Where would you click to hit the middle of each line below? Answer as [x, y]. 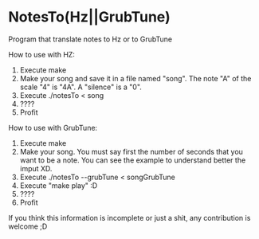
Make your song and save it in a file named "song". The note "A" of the [135, 78]
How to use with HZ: [42, 54]
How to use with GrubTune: [53, 127]
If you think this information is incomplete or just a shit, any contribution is [129, 217]
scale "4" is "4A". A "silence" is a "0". [80, 87]
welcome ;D [28, 226]
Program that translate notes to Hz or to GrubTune [90, 39]
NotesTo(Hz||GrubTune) [89, 17]
